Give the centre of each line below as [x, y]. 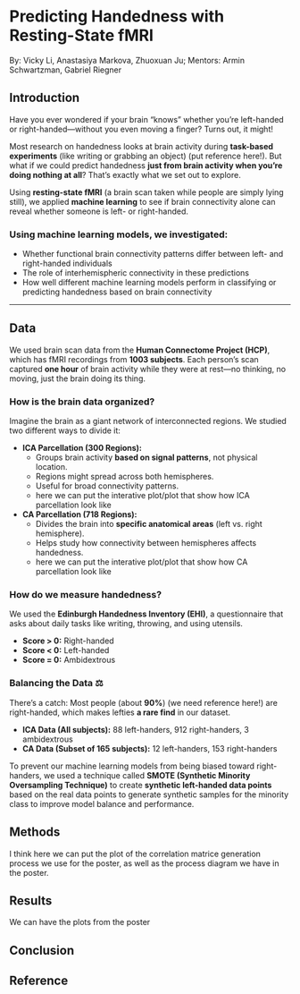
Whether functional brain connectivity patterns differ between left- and [153, 254]
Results [31, 901]
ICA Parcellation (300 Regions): [82, 448]
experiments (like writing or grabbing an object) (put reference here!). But [146, 156]
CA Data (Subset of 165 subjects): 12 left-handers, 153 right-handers [150, 748]
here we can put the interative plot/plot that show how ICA [142, 496]
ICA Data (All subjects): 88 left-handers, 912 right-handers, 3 [136, 729]
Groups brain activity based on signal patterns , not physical [146, 457]
